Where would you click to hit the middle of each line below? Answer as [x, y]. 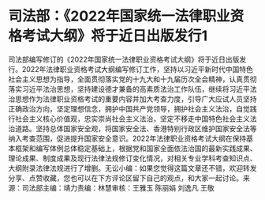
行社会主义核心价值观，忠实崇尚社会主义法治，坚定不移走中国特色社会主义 [129, 119]
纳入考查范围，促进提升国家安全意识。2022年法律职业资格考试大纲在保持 [127, 138]
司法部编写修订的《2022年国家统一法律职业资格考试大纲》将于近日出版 [124, 59]
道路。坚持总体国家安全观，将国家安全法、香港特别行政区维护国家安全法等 [136, 128]
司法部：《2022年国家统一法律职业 [119, 16]
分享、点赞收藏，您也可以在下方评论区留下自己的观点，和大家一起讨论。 [125, 178]
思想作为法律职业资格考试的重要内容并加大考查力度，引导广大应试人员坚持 [136, 99]
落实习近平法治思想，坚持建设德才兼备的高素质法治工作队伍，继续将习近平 [129, 89]
